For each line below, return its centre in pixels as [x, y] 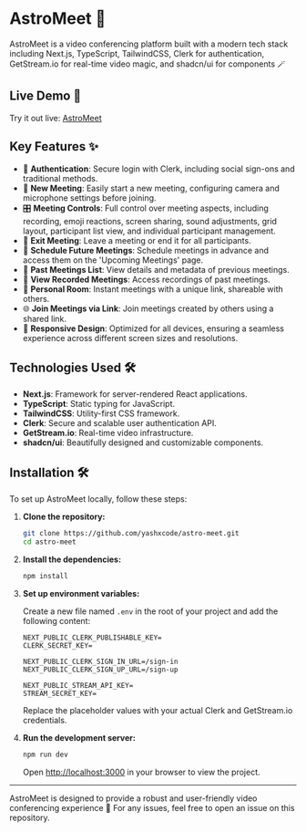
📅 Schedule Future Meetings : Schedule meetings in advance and [146, 250]
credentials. [45, 720]
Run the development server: [79, 737]
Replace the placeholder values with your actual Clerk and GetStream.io [158, 710]
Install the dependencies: [71, 559]
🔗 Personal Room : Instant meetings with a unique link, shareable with [153, 289]
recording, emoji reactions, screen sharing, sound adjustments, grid [150, 221]
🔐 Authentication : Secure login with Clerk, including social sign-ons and [158, 169]
